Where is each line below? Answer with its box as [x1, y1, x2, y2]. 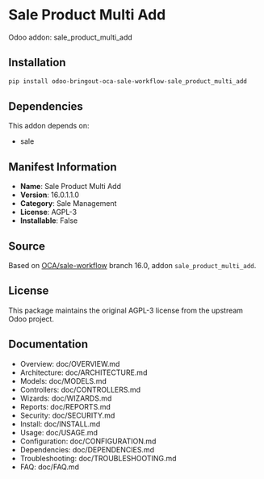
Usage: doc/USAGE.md [19, 427, 98, 437]
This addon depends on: [8, 121, 90, 131]
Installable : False [19, 216, 78, 225]
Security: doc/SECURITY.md [19, 410, 115, 420]
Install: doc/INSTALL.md [19, 418, 101, 429]
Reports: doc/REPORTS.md [19, 401, 111, 411]
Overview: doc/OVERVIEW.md [19, 359, 120, 368]
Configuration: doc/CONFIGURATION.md [19, 436, 157, 446]
